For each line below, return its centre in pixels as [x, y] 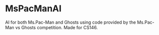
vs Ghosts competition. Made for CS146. [56, 27]
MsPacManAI [33, 9]
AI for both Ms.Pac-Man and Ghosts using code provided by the [71, 22]
